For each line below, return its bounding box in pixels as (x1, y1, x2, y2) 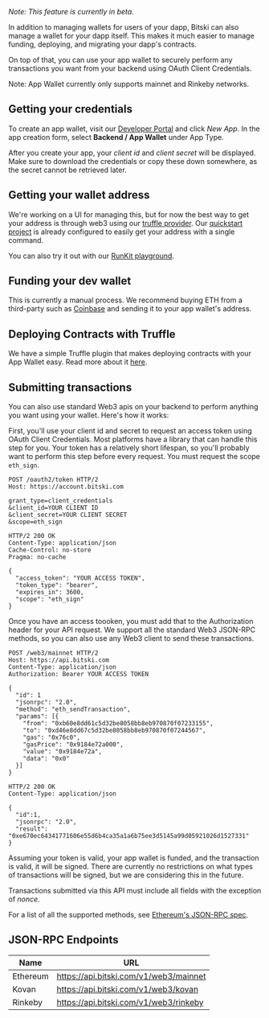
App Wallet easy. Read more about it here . (8, 357, 148, 367)
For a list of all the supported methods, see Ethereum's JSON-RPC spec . (8, 910, 249, 920)
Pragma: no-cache (8, 553, 67, 561)
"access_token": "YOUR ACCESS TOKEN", (15, 574, 146, 582)
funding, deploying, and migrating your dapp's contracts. (8, 39, 197, 49)
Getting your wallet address (8, 188, 150, 202)
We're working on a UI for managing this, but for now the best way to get (8, 209, 250, 220)
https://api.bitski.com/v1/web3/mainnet (56, 971, 206, 982)
